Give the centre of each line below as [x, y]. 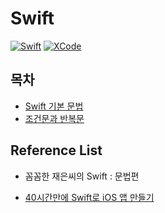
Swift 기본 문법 [54, 106]
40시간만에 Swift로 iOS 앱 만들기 [89, 197]
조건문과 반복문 [54, 118]
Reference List [56, 150]
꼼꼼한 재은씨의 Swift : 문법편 [82, 176]
